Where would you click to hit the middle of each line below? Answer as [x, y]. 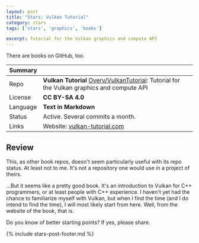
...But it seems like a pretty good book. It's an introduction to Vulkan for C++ [99, 186]
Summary [23, 71]
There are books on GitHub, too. [45, 56]
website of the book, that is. [40, 210]
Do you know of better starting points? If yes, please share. [78, 222]
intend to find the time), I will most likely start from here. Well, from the [92, 204]
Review [20, 147]
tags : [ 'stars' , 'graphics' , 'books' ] [54, 28]
